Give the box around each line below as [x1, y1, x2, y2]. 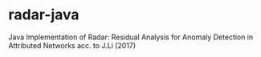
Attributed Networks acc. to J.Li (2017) [8, 40, 137, 50]
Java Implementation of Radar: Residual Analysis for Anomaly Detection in [8, 32, 254, 42]
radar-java [8, 6, 80, 24]
